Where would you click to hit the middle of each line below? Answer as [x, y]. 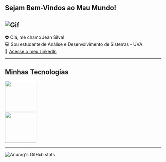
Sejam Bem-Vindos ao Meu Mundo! [61, 8]
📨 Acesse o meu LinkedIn [31, 52]
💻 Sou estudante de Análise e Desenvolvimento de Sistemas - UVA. [75, 44]
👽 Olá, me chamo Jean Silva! [35, 37]
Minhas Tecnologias [37, 72]
